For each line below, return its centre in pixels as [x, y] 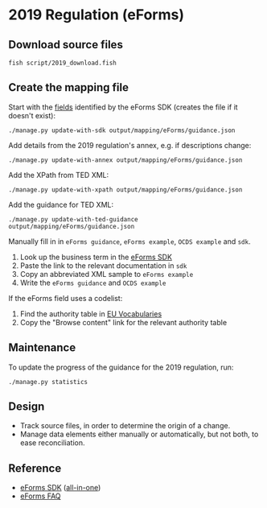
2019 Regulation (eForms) [97, 15]
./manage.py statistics [48, 382]
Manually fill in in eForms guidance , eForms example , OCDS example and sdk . [129, 241]
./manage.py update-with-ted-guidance [73, 219]
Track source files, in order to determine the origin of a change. [125, 426]
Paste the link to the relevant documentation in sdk [103, 265]
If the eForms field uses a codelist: [66, 298]
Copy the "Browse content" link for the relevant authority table [123, 322]
